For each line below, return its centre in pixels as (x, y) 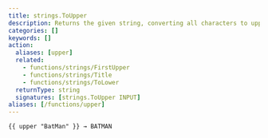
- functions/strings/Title (67, 75)
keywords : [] (30, 38)
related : (30, 61)
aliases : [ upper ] (44, 53)
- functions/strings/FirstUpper (76, 68)
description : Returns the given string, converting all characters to (128, 23)
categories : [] (33, 30)
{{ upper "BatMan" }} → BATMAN (60, 127)
